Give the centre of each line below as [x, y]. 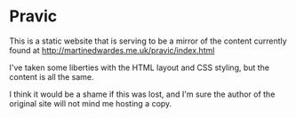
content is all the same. [52, 76]
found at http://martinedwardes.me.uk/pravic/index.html [112, 50]
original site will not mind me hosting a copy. [91, 103]
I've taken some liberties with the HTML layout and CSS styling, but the [139, 67]
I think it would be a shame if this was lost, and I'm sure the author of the [142, 94]
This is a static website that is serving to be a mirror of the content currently [148, 41]
